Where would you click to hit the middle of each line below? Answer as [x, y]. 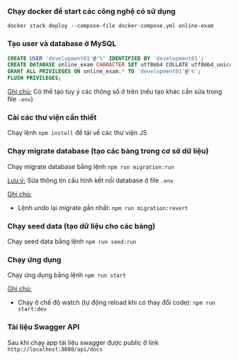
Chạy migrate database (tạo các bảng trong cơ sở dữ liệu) [108, 151]
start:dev [32, 309]
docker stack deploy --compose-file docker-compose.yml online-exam [110, 26]
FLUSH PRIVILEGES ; [34, 78]
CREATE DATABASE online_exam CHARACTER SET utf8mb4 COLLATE [98, 65]
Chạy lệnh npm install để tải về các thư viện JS [77, 133]
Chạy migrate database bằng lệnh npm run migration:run [91, 166]
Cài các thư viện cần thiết [52, 117]
